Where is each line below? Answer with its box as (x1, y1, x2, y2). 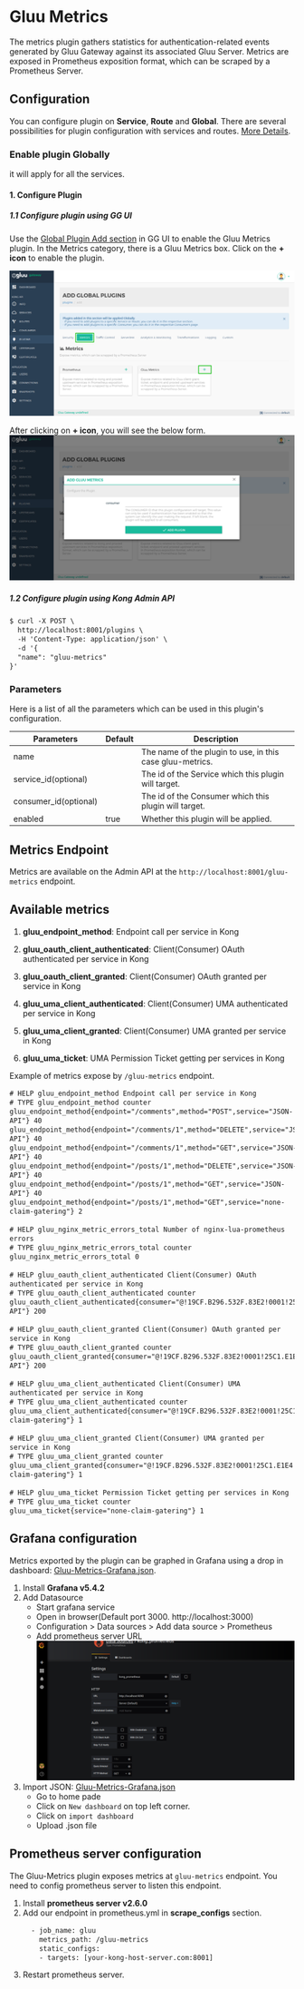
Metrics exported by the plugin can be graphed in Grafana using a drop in (9, 1554, 284, 1566)
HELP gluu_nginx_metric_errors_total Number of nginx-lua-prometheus (17, 1225, 285, 1234)
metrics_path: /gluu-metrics (39, 1935, 149, 1944)
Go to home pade (35, 1790, 101, 1802)
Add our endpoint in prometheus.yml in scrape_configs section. (22, 1907, 262, 1918)
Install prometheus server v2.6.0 (22, 1897, 147, 1908)
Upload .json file (35, 1819, 98, 1830)
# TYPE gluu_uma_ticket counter (9, 1497, 131, 1506)
